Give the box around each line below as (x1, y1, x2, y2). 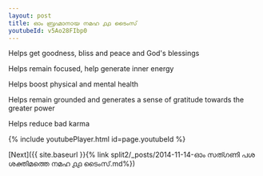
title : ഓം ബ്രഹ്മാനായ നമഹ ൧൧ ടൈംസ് (8, 19, 137, 27)
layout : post (8, 11, 52, 20)
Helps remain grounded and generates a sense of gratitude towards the (8, 95, 245, 105)
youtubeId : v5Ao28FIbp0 (8, 26, 88, 34)
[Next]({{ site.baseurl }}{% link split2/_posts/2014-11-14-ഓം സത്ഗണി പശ (8, 150, 256, 160)
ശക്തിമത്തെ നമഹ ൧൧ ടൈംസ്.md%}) (8, 159, 136, 169)
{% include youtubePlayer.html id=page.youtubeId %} (8, 134, 186, 144)
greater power (8, 103, 55, 113)
